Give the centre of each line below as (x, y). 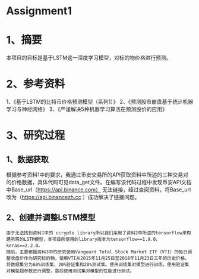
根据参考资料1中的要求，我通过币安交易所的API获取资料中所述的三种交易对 (97, 175)
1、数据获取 (28, 159)
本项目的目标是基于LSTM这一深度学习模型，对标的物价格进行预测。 (89, 58)
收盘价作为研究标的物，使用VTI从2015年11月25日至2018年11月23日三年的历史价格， (100, 258)
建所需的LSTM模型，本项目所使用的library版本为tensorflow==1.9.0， (83, 239)
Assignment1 (39, 11)
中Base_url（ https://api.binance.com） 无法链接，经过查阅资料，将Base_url (99, 190)
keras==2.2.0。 (24, 246)
